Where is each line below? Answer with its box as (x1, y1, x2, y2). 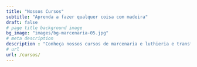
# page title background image (6, 24, 83, 31)
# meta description (6, 36, 54, 41)
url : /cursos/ (6, 52, 41, 58)
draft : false (6, 19, 38, 25)
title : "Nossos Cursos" (6, 8, 64, 15)
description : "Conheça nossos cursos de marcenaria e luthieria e (6, 41, 175, 47)
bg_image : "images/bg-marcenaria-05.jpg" (6, 30, 109, 36)
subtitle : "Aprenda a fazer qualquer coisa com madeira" (6, 14, 148, 20)
